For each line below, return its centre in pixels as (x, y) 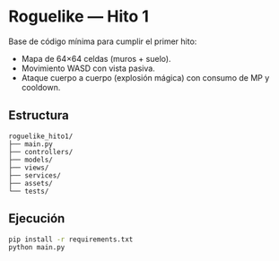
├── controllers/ (41, 152)
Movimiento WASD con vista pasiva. (88, 68)
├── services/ (35, 175)
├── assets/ (31, 183)
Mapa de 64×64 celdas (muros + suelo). (96, 58)
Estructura (39, 115)
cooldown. (41, 87)
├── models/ (31, 160)
